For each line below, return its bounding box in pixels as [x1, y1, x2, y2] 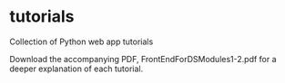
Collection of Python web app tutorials [9, 36, 154, 47]
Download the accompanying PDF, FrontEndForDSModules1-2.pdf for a [9, 53, 277, 64]
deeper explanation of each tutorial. [9, 63, 144, 74]
